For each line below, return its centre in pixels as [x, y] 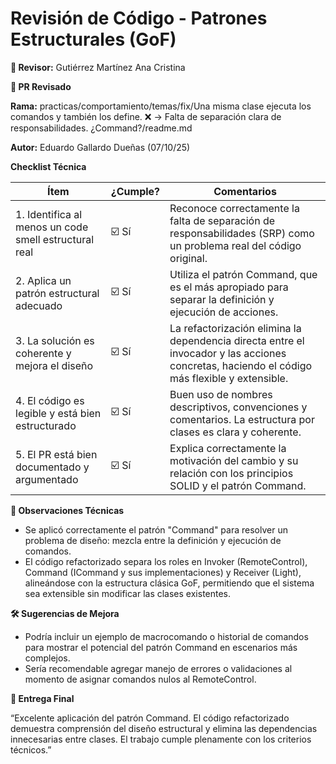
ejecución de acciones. [224, 312]
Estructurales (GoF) [93, 39]
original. [188, 258]
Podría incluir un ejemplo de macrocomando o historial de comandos [166, 636]
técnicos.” [31, 749]
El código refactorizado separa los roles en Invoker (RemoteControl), [166, 561]
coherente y [43, 353]
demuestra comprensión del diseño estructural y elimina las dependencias [164, 728]
